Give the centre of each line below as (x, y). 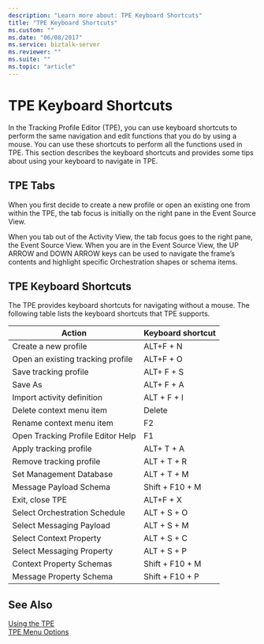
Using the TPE (32, 624)
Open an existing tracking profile (73, 359)
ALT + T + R (165, 461)
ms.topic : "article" (42, 67)
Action (74, 333)
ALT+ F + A (164, 385)
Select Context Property (57, 539)
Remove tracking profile (56, 461)
